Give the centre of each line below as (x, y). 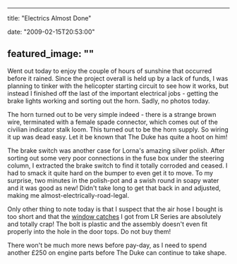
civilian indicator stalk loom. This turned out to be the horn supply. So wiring (118, 129)
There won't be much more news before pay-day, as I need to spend (107, 245)
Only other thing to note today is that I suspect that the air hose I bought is (115, 209)
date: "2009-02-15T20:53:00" (51, 32)
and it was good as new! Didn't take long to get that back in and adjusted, (114, 188)
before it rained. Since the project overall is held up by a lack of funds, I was (118, 78)
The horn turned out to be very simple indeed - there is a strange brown (112, 114)
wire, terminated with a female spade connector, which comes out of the (113, 122)
